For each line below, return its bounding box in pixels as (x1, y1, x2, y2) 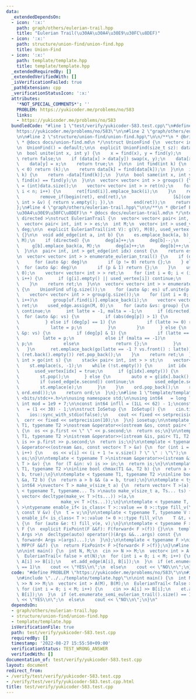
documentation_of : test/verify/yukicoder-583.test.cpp (6, 657, 142, 663)
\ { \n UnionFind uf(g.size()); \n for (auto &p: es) (16, 287, 160, 292)
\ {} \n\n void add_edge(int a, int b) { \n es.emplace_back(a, (16, 232, 181, 238)
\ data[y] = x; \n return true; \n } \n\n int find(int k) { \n (16, 161, 187, 167)
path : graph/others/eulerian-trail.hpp (16, 25, 114, 31)
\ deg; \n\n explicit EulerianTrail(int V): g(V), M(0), (16, 226, 158, 232)
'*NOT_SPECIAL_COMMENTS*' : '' (16, 101, 90, 107)
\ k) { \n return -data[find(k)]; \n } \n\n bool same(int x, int (16, 172, 187, 178)
